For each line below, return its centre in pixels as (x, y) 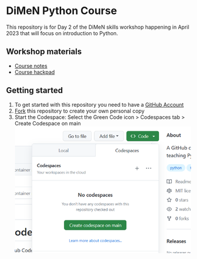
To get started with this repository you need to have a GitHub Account (99, 104)
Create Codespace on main (47, 123)
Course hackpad (35, 72)
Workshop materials (44, 52)
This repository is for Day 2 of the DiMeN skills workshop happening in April (98, 27)
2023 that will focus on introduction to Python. (62, 33)
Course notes (31, 66)
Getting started (35, 91)
